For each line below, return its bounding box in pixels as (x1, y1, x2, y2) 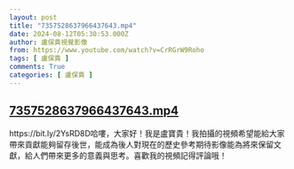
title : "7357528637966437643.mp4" (9, 21, 138, 30)
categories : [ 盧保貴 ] (9, 71, 93, 80)
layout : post (9, 12, 58, 22)
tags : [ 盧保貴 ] (9, 54, 69, 63)
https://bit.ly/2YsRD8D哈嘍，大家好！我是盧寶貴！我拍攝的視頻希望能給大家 (9, 127, 286, 138)
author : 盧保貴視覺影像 (9, 37, 88, 47)
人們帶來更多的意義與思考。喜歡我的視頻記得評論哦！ (32, 150, 227, 160)
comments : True (9, 63, 66, 72)
